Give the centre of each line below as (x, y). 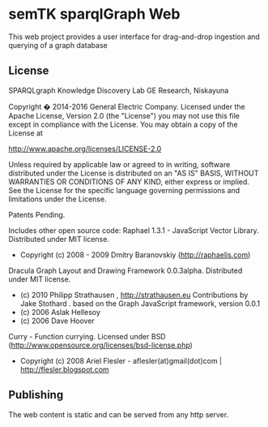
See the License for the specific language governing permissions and (124, 190)
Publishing (36, 395)
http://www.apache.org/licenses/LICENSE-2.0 (85, 149)
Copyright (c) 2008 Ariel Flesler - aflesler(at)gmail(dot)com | (121, 360)
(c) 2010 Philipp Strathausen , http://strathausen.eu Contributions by (134, 295)
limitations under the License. (57, 199)
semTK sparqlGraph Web (94, 14)
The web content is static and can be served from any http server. (119, 414)
